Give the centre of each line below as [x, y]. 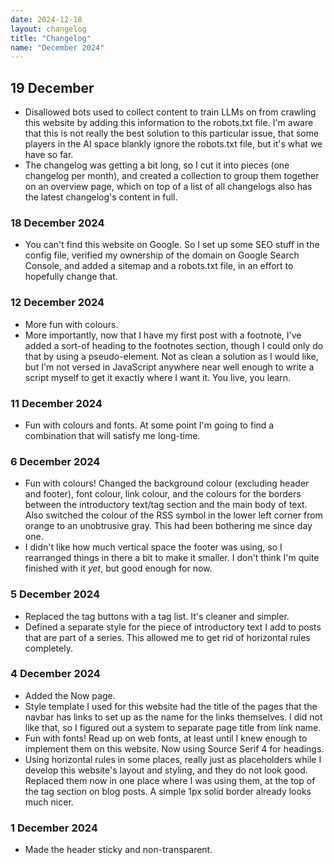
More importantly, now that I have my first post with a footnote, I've [163, 335]
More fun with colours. [71, 324]
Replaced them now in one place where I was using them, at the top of [170, 780]
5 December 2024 [55, 594]
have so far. [49, 155]
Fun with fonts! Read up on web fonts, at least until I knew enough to [166, 738]
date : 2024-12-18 [46, 19]
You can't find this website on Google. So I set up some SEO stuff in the [172, 245]
